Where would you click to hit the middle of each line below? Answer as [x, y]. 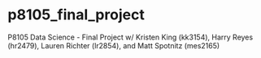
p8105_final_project [76, 15]
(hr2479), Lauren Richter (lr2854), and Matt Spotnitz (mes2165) [114, 45]
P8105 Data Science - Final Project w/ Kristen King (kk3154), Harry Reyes [130, 37]
